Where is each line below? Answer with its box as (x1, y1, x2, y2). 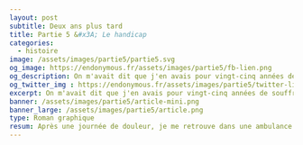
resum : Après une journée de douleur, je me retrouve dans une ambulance (9, 122, 293, 131)
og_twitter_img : (9, 80, 75, 89)
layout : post (9, 13, 59, 23)
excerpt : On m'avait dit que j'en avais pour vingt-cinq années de (9, 88, 269, 97)
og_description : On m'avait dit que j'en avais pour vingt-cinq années (9, 72, 284, 81)
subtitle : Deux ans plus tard (9, 22, 124, 31)
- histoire (17, 47, 59, 56)
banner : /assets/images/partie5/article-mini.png (9, 96, 200, 106)
